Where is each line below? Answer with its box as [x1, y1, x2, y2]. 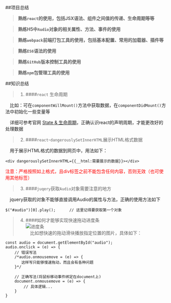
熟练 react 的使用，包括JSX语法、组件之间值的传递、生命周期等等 [17, 15, 155, 21]
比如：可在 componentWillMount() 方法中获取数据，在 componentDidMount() [10, 102, 162, 108]
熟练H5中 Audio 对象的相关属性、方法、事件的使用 [17, 26, 121, 32]
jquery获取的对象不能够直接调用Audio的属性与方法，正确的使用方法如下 [10, 196, 161, 202]
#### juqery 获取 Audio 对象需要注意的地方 [25, 185, 111, 192]
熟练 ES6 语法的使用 [17, 48, 57, 54]
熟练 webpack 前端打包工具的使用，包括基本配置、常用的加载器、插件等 [17, 37, 164, 43]
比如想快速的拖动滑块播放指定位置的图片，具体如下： [30, 230, 142, 236]
